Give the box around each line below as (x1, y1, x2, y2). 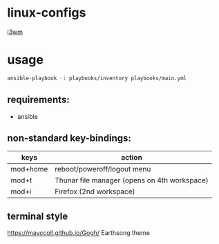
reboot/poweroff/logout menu (55, 165, 151, 174)
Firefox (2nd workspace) (55, 187, 136, 196)
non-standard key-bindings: (7, 132, 131, 144)
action (120, 153, 143, 162)
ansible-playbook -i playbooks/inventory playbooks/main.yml (7, 75, 187, 82)
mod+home (10, 165, 48, 174)
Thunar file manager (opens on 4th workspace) (55, 176, 209, 185)
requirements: (7, 94, 70, 106)
